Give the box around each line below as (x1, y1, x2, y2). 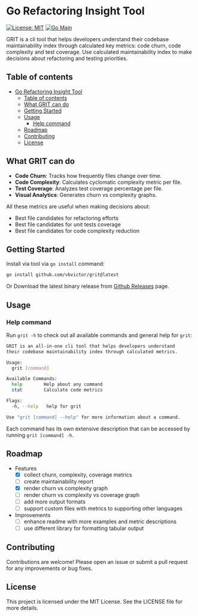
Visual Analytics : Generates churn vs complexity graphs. (14, 191, 157, 198)
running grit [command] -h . (6, 431, 74, 438)
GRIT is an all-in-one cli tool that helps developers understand (6, 343, 175, 349)
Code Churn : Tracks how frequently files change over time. (14, 172, 162, 179)
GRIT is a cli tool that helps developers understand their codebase (6, 35, 169, 43)
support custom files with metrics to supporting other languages (23, 505, 182, 512)
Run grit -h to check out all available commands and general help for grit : (6, 331, 193, 339)
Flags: (6, 398, 23, 404)
